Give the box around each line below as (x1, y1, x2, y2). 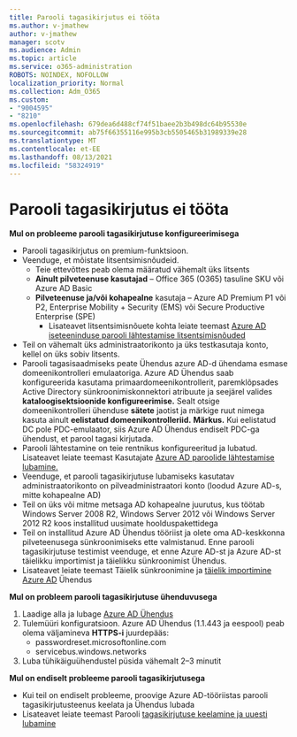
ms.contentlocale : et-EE (9, 144, 101, 153)
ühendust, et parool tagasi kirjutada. (21, 434, 154, 444)
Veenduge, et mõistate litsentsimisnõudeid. (21, 255, 179, 265)
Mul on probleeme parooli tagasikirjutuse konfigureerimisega (9, 228, 240, 239)
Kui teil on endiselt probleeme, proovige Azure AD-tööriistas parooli (21, 690, 268, 701)
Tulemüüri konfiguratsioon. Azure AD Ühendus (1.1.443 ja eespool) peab (21, 618, 285, 629)
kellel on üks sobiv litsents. (21, 349, 120, 359)
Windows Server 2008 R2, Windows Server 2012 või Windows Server (21, 509, 276, 519)
